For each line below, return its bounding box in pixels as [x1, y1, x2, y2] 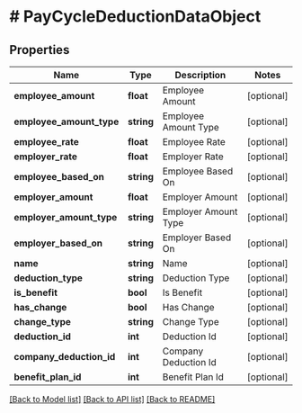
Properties [9, 42, 70, 58]
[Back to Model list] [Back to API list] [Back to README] [9, 394, 216, 404]
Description [174, 69, 226, 81]
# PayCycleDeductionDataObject [9, 6, 262, 27]
